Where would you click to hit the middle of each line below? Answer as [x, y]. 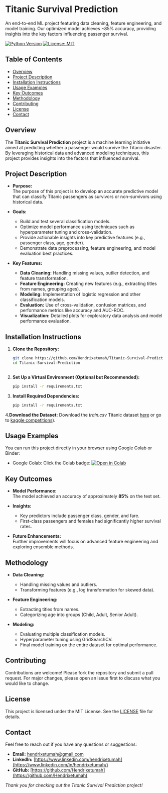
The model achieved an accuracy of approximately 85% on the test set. [87, 497]
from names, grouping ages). [50, 289]
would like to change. [27, 683]
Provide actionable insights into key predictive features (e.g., [82, 238]
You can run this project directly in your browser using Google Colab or [78, 448]
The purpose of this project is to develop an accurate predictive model [85, 191]
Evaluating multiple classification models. [62, 634]
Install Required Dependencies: [46, 396]
